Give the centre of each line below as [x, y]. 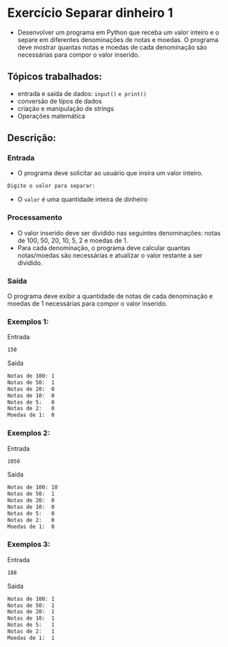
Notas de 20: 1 [31, 612]
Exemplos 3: [29, 545]
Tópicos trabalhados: [55, 77]
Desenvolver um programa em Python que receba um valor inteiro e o [118, 32]
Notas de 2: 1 [31, 632]
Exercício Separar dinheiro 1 [90, 13]
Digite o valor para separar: [52, 186]
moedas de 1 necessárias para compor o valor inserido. [87, 304]
